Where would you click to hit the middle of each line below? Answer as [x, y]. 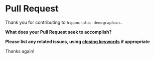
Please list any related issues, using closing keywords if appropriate [77, 41]
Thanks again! [20, 51]
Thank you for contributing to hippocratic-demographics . [63, 22]
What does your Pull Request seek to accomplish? [58, 32]
